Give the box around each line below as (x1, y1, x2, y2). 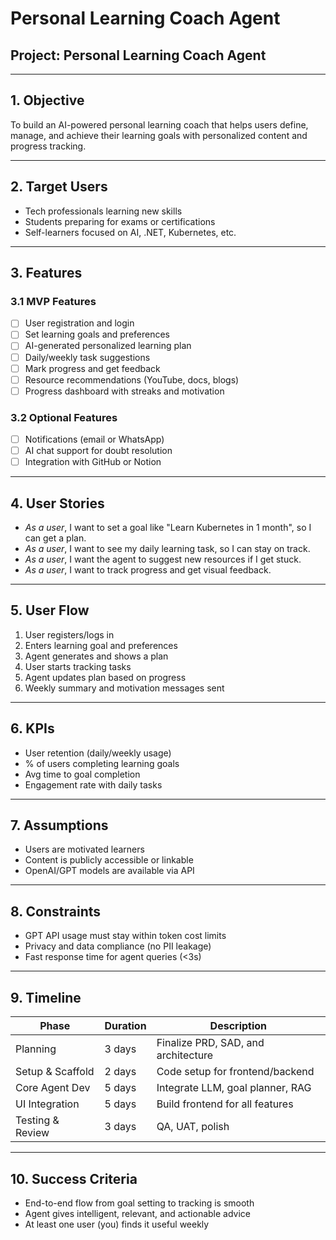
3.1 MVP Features (10, 294, 97, 308)
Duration (104, 1019, 147, 1033)
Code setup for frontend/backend (156, 1065, 315, 1079)
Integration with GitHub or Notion (24, 456, 162, 468)
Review (15, 1126, 50, 1140)
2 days (104, 1065, 137, 1079)
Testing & (15, 1113, 60, 1127)
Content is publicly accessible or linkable (24, 854, 194, 866)
